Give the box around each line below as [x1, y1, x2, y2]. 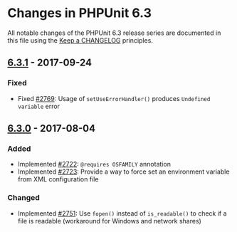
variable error [17, 102, 60, 110]
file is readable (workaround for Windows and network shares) [17, 216, 201, 225]
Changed [7, 193, 41, 203]
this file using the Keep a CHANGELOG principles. [7, 36, 153, 44]
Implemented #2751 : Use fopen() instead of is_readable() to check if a [17, 209, 227, 218]
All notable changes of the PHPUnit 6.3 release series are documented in [7, 28, 221, 37]
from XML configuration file [17, 175, 99, 184]
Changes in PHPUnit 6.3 [7, 5, 152, 21]
